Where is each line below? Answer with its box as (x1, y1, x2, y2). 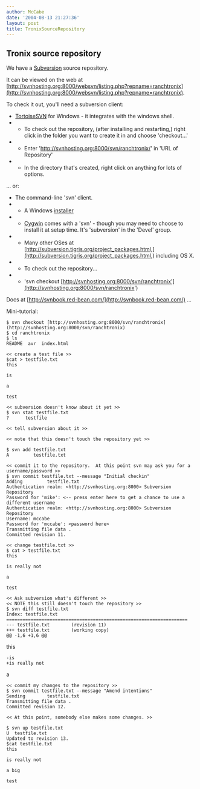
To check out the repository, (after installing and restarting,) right (24, 126, 185, 133)
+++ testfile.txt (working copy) (6, 627, 110, 634)
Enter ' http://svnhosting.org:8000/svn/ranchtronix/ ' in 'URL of (24, 145, 178, 152)
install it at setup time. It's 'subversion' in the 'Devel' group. (24, 226, 172, 233)
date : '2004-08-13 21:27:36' (6, 15, 80, 21)
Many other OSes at (24, 239, 74, 246)
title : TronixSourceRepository (6, 25, 85, 32)
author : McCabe (6, 8, 45, 15)
